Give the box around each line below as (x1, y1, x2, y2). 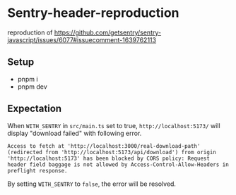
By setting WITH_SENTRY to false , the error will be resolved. (7, 180, 177, 188)
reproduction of (7, 28, 53, 37)
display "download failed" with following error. (7, 129, 142, 137)
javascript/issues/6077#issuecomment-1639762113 (7, 35, 157, 44)
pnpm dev (17, 82, 47, 91)
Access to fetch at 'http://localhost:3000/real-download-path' (7, 142, 201, 149)
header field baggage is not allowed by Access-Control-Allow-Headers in (7, 161, 230, 168)
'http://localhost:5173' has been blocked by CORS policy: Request (7, 155, 211, 162)
